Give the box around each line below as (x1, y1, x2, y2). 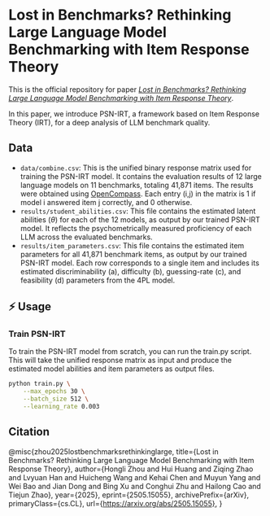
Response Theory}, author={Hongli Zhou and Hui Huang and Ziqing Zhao (8, 464, 254, 474)
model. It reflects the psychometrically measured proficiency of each (20, 223, 252, 233)
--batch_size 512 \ (23, 395, 89, 404)
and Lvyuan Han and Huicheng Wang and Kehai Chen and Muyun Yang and (8, 472, 261, 482)
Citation (8, 425, 50, 439)
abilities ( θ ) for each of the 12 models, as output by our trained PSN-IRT (20, 214, 260, 225)
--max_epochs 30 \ (23, 387, 85, 396)
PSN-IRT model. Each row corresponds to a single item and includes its (20, 258, 260, 268)
